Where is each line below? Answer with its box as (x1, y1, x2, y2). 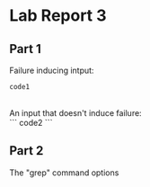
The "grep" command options (9, 167, 119, 178)
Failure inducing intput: (9, 65, 94, 76)
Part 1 (9, 41, 42, 57)
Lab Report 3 (9, 5, 107, 26)
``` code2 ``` (9, 118, 53, 128)
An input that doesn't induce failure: (9, 108, 142, 118)
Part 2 (9, 143, 44, 158)
